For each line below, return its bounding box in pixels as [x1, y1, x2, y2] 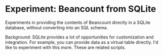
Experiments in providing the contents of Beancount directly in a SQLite [5, 19, 151, 25]
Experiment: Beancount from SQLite [5, 3, 157, 15]
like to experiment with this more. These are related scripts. [5, 44, 126, 50]
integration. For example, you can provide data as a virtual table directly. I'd [5, 39, 159, 45]
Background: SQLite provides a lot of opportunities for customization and [5, 34, 154, 40]
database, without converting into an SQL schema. [5, 24, 108, 30]
